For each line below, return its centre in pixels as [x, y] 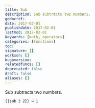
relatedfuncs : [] [23, 64]
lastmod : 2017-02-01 [26, 32]
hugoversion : [18, 60]
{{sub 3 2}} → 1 [22, 101]
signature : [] [20, 51]
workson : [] [17, 55]
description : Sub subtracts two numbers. [48, 14]
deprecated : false [24, 69]
